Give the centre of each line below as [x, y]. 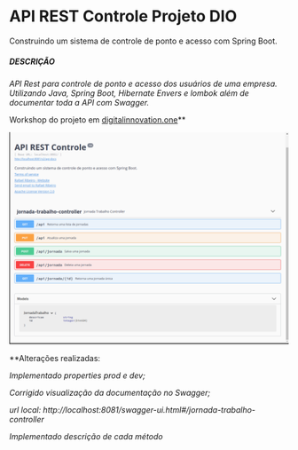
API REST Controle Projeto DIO [123, 16]
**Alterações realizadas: [55, 358]
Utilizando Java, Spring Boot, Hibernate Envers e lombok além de [129, 93]
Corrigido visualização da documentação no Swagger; [110, 392]
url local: [25, 409]
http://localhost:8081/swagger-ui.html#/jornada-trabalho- [149, 409]
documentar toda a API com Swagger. [79, 102]
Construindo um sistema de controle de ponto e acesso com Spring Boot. [143, 41]
